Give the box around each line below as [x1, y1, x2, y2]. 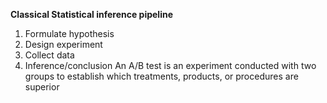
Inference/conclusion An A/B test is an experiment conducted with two [24, 60, 317, 71]
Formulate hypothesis [24, 28, 115, 39]
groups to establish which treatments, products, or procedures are [24, 70, 299, 82]
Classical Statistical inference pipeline [10, 9, 174, 20]
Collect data [24, 49, 75, 61]
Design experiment [24, 39, 103, 50]
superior [24, 81, 60, 93]
